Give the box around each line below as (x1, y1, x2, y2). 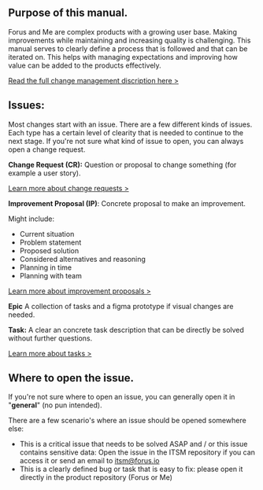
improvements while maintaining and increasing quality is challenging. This (8, 35, 251, 45)
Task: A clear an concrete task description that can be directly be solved (8, 325, 244, 334)
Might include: (8, 214, 55, 223)
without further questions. (8, 333, 93, 343)
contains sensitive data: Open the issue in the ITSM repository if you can (19, 448, 256, 457)
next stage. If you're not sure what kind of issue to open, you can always (8, 136, 244, 146)
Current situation (19, 229, 75, 238)
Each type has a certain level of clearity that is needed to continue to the (8, 127, 244, 137)
